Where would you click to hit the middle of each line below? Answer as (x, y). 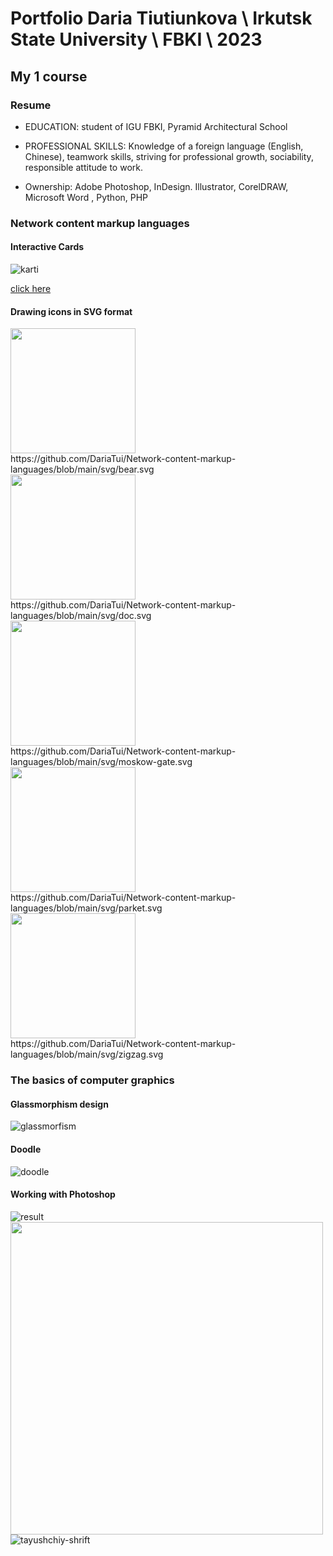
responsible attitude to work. (83, 167)
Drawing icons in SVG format (71, 311)
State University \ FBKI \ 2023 (136, 39)
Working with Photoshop (63, 1194)
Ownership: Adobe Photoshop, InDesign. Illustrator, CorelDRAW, (156, 186)
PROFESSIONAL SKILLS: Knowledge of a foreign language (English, (164, 146)
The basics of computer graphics (92, 1080)
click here (31, 288)
